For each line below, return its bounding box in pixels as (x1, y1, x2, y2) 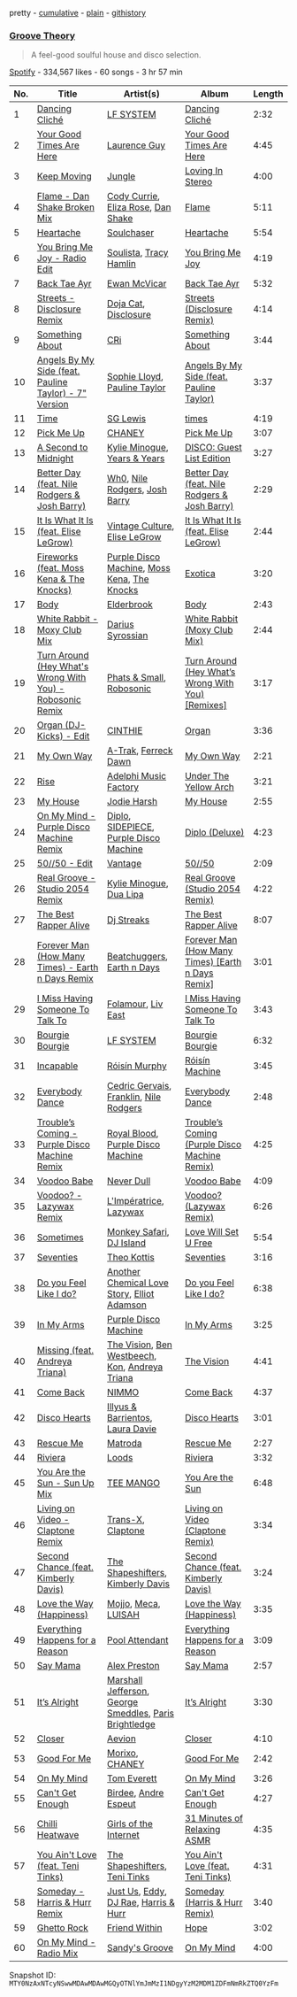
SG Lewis (107, 413, 147, 425)
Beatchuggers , (107, 951, 168, 963)
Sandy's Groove (107, 1942, 174, 1955)
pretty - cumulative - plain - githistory (9, 8, 147, 18)
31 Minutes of (184, 1812, 243, 1824)
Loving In (184, 165, 224, 177)
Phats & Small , (107, 672, 166, 684)
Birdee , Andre (107, 1787, 164, 1800)
